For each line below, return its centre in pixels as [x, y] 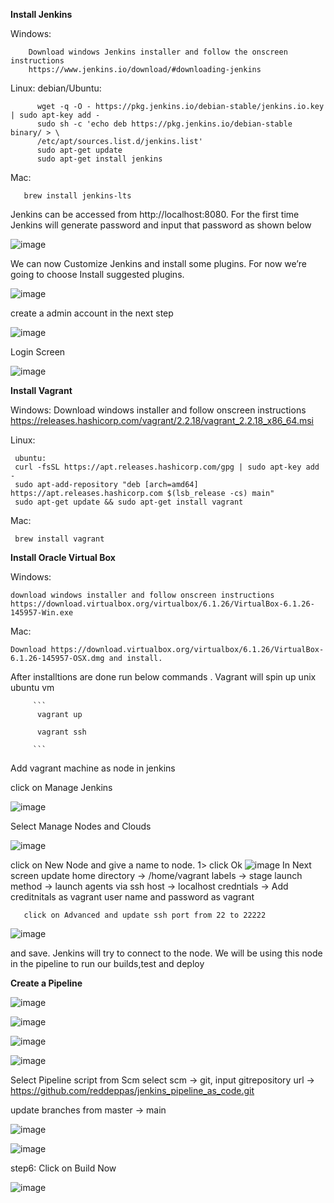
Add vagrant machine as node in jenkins [93, 768]
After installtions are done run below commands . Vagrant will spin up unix [163, 677]
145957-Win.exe [42, 613]
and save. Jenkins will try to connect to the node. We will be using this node [166, 953]
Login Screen [38, 352]
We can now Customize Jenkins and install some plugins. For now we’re [158, 263]
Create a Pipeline [46, 983]
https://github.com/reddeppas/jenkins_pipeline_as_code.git [132, 1090]
